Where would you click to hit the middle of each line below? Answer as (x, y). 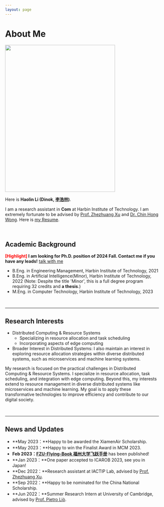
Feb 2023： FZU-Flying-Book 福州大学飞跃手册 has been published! (81, 454)
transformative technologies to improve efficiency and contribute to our (77, 394)
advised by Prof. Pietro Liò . (39, 499)
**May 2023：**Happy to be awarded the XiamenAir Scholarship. (80, 442)
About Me (25, 34)
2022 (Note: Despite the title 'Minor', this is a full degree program (78, 281)
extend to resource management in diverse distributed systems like (73, 384)
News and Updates (35, 429)
